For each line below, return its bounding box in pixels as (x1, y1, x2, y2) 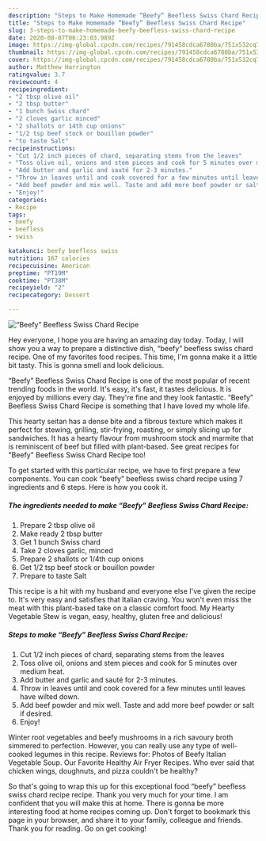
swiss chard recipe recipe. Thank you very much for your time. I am (8, 789, 229, 799)
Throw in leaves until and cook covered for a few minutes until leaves (19, 683, 245, 693)
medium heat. (19, 667, 65, 676)
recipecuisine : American (8, 262, 90, 270)
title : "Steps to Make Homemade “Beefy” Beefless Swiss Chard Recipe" (8, 19, 246, 27)
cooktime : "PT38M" (8, 277, 69, 285)
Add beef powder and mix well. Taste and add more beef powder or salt (19, 700, 255, 709)
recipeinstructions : (8, 144, 77, 152)
